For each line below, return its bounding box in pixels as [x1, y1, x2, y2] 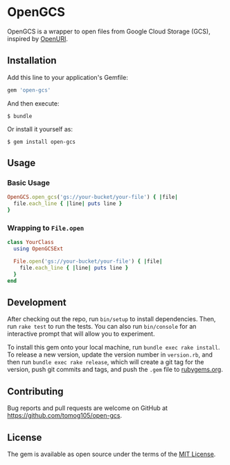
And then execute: [7, 99, 60, 108]
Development [7, 296, 67, 308]
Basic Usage [7, 178, 51, 188]
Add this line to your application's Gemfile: [7, 73, 128, 81]
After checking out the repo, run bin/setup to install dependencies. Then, [7, 315, 216, 323]
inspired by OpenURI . [7, 34, 68, 42]
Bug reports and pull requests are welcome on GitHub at [7, 404, 168, 412]
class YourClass [7, 239, 54, 246]
